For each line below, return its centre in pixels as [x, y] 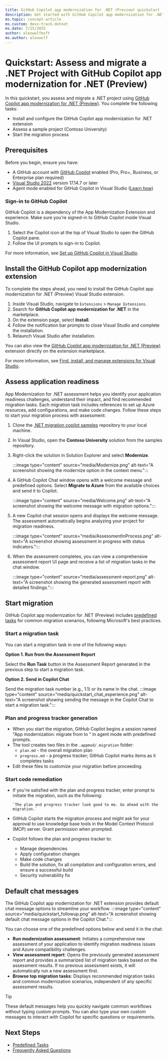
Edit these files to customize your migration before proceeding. [77, 766]
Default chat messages [42, 891]
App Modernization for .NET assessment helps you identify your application [83, 394]
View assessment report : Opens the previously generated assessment [86, 955]
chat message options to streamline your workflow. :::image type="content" [83, 909]
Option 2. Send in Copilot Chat [37, 679]
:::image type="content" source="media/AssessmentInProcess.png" [83, 536]
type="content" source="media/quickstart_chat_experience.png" [72, 694]
